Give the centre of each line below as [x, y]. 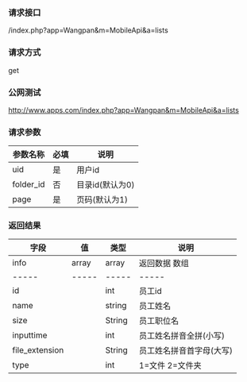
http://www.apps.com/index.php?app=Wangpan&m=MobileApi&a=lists [124, 110]
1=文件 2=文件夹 [170, 365]
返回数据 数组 [164, 264]
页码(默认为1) [102, 200]
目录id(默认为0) [106, 185]
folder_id [29, 184]
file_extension [38, 350]
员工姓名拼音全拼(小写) [181, 336]
